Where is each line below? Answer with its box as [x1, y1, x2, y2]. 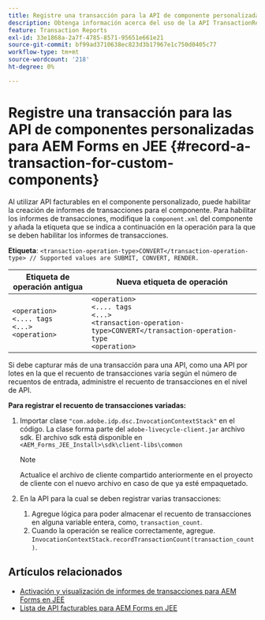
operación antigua [13, 281, 84, 292]
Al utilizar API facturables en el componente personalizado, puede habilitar [8, 196, 251, 206]
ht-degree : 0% [8, 63, 55, 71]
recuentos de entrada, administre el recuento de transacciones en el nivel [8, 376, 248, 387]
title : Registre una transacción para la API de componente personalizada [8, 11, 259, 20]
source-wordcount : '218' [8, 56, 90, 64]
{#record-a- [170, 137, 251, 155]
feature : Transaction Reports [8, 26, 108, 34]
